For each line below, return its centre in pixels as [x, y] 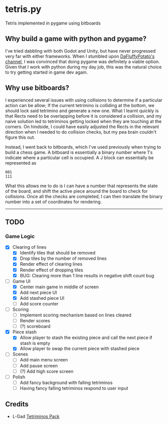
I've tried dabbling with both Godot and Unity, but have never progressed [80, 51]
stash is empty [35, 343]
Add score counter [39, 303]
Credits [17, 404]
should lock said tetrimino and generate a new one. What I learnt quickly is [82, 111]
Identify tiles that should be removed [58, 253]
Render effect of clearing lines [51, 264]
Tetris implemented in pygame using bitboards [53, 23]
